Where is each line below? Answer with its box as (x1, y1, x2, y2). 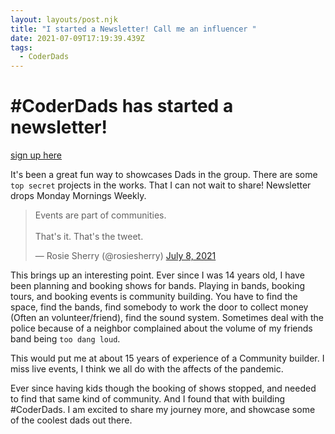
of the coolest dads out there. (10, 414, 133, 426)
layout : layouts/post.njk (10, 14, 118, 25)
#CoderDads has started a (10, 95, 234, 118)
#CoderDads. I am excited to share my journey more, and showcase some (10, 404, 316, 416)
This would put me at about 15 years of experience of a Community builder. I (10, 352, 325, 365)
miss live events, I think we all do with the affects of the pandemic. (10, 363, 284, 375)
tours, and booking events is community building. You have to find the (10, 291, 298, 303)
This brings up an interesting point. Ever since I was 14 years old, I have (10, 269, 305, 281)
